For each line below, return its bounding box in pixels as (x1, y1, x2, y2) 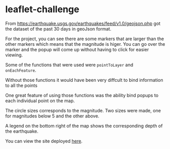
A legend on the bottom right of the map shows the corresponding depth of (5, 123, 163, 129)
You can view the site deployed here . (5, 138, 83, 144)
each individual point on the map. (5, 98, 75, 104)
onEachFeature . (5, 67, 37, 73)
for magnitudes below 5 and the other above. (5, 113, 100, 119)
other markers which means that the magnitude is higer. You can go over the (5, 41, 165, 47)
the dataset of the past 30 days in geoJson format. (5, 25, 112, 32)
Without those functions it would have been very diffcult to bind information (5, 77, 163, 83)
